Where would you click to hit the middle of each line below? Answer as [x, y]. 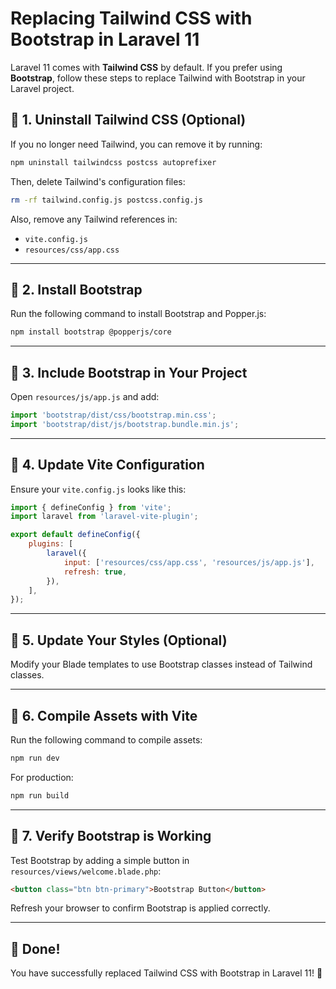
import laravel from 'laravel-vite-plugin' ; [104, 517]
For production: [42, 777]
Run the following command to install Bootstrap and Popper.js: [138, 314]
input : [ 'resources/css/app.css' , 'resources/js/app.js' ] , [189, 562]
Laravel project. [42, 88]
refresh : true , [95, 572]
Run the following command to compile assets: [106, 739]
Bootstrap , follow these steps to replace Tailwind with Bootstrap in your [158, 78]
